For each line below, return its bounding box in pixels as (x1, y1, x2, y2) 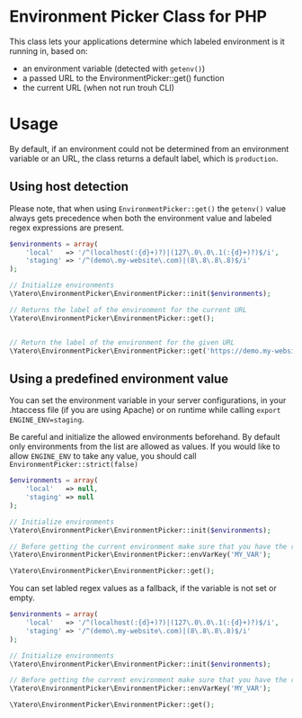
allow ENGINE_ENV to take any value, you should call (9, 451, 197, 462)
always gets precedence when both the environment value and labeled (9, 212, 272, 223)
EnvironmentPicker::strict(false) (9, 461, 139, 470)
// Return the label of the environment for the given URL (9, 337, 235, 347)
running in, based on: (9, 45, 88, 56)
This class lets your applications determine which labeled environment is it (9, 36, 285, 47)
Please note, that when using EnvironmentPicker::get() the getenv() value (9, 202, 286, 213)
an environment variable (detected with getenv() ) (22, 63, 206, 74)
